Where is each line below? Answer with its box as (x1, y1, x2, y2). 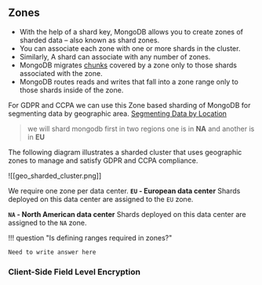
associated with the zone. (19, 68, 104, 78)
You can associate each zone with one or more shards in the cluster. (19, 43, 241, 53)
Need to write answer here (8, 248, 96, 256)
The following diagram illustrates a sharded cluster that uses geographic (8, 147, 242, 157)
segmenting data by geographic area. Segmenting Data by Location (8, 109, 227, 118)
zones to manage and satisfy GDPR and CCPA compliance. (8, 156, 198, 165)
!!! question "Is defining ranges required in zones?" (8, 233, 173, 242)
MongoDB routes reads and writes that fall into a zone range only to (19, 77, 239, 86)
